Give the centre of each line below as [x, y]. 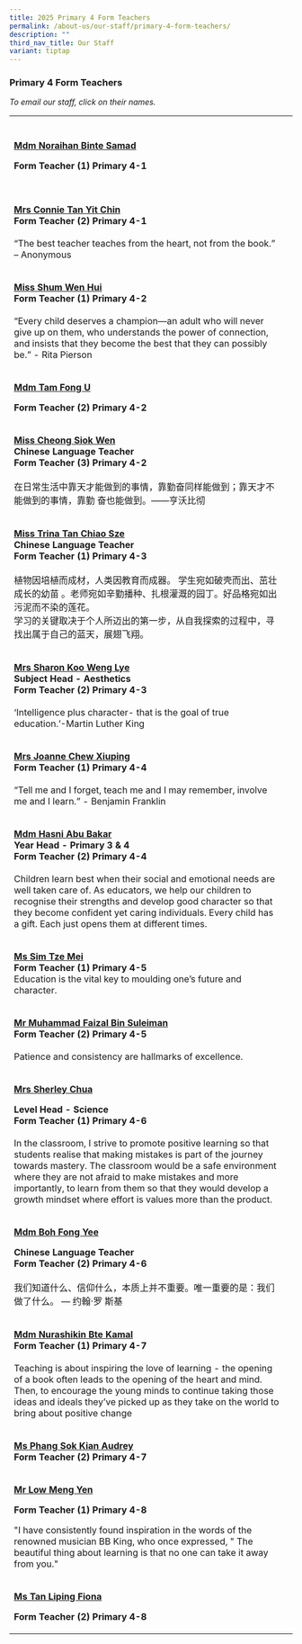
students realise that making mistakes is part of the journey [138, 1154]
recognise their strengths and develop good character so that [143, 902]
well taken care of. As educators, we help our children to [133, 890]
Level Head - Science [62, 1109]
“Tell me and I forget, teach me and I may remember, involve [141, 790]
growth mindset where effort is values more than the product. [143, 1199]
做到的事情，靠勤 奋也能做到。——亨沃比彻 [114, 500]
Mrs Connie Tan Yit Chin [67, 210]
